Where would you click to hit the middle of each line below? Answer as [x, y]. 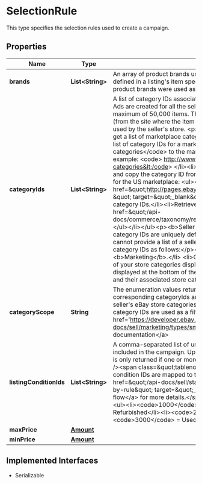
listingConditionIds [37, 382]
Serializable [29, 475]
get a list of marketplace [147, 136]
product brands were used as [154, 89]
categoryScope [32, 312]
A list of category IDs [142, 99]
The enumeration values [147, 289]
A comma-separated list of [151, 344]
